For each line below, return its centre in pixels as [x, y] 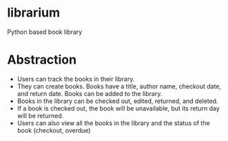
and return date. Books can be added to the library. [90, 93]
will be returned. [40, 115]
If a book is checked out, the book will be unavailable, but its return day [118, 108]
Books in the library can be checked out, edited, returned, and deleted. [117, 101]
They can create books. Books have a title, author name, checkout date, [119, 86]
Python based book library [45, 32]
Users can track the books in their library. [76, 79]
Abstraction [42, 60]
